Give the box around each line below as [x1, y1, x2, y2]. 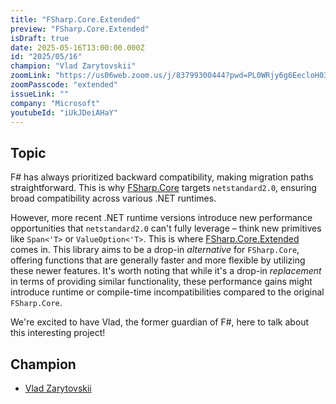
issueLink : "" [10, 89, 70, 99]
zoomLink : [10, 71, 52, 81]
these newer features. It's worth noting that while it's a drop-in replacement [10, 265, 322, 277]
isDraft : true [10, 33, 70, 43]
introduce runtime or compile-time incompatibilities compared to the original [10, 286, 325, 298]
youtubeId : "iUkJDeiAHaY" [10, 107, 118, 118]
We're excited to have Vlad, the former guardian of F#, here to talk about [10, 316, 310, 328]
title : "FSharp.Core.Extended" [10, 14, 141, 25]
